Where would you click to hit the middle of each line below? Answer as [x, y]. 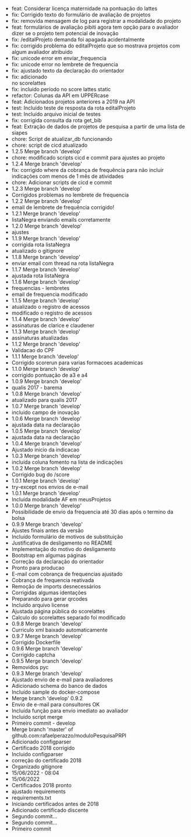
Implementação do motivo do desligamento [63, 549]
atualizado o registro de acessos [51, 307]
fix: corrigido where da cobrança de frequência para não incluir [88, 170]
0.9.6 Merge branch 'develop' [47, 648]
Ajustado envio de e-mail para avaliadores [62, 680]
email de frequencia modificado [50, 294]
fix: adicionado [29, 77]
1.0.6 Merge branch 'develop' [47, 418]
